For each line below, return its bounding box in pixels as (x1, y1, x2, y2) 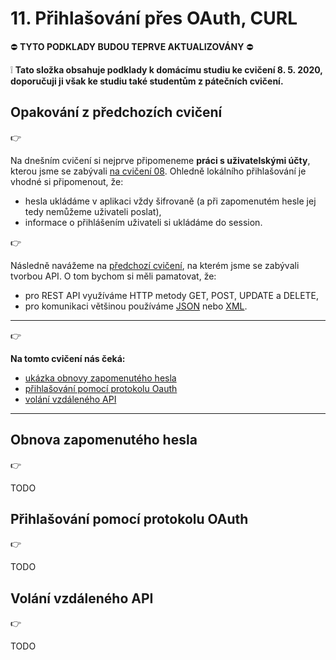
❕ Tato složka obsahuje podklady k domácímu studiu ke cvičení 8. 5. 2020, (10, 63, 323, 76)
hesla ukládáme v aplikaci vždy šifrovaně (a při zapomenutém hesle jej (24, 195, 317, 207)
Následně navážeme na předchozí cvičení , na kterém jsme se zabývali (10, 259, 300, 271)
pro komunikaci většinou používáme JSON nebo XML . (24, 300, 248, 312)
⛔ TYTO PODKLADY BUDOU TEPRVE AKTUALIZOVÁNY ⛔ (10, 40, 254, 52)
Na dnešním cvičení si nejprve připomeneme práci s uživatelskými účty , (10, 154, 311, 166)
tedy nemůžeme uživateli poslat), (24, 205, 162, 217)
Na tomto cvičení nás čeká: (10, 352, 126, 364)
